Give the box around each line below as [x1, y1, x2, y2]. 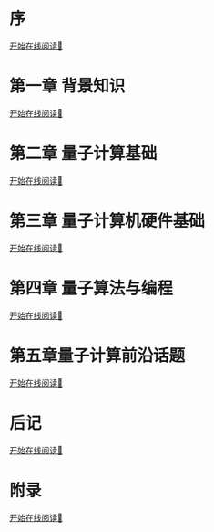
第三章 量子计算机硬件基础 [9, 211, 205, 231]
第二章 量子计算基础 [9, 144, 158, 165]
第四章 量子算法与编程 [9, 278, 173, 298]
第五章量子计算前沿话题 [9, 345, 186, 366]
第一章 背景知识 [9, 76, 126, 97]
